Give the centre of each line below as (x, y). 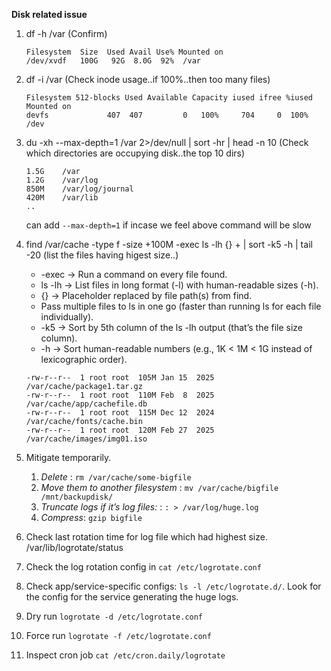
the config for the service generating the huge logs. (132, 597)
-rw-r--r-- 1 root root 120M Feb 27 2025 (120, 430)
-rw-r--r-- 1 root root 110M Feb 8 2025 (120, 395)
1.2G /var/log (62, 180)
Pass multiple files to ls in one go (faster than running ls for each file (181, 306)
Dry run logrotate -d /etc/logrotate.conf (114, 616)
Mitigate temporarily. (68, 457)
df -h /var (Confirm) (66, 33)
